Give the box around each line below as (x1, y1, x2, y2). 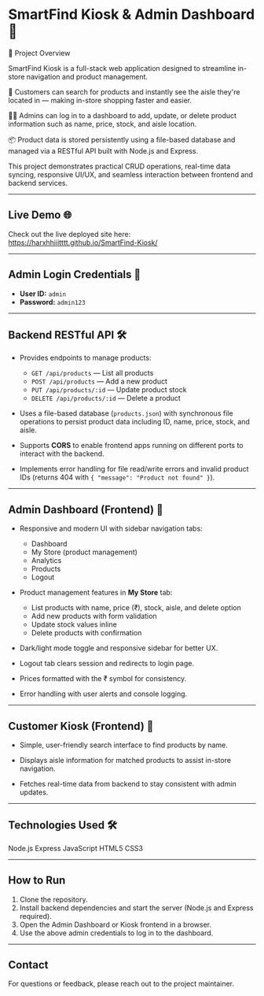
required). (19, 911, 53, 920)
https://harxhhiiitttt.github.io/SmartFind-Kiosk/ (8, 238, 159, 247)
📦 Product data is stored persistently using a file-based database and (8, 135, 236, 144)
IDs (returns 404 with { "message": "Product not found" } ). (19, 472, 215, 482)
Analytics (31, 556, 62, 565)
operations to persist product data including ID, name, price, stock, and (19, 417, 250, 427)
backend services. (8, 178, 68, 187)
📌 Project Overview (8, 48, 71, 57)
